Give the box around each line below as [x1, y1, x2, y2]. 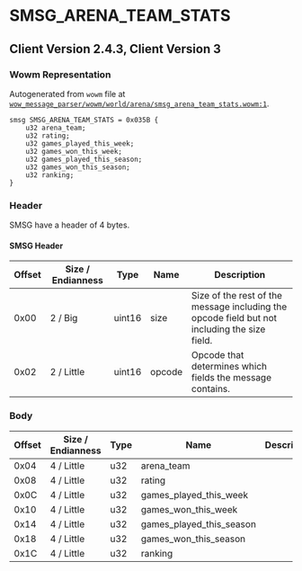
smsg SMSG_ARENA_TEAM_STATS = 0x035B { [9, 115, 159, 124]
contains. [191, 383, 231, 396]
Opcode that [191, 349, 244, 361]
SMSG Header [9, 240, 64, 251]
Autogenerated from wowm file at [9, 88, 126, 99]
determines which [191, 361, 268, 373]
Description [214, 269, 266, 281]
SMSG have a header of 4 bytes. [9, 219, 130, 230]
